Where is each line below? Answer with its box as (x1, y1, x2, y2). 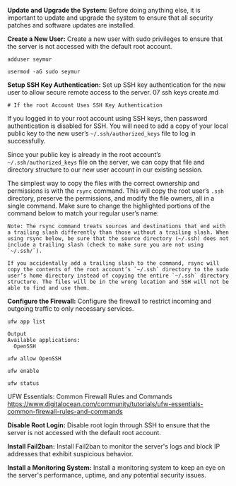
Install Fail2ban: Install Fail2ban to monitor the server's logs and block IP (7, 442, 220, 451)
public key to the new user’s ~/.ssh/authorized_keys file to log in (7, 129, 196, 137)
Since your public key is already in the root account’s (7, 150, 161, 158)
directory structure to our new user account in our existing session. (7, 165, 203, 174)
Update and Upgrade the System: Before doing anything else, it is (7, 6, 201, 14)
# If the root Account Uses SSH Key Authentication (7, 102, 163, 109)
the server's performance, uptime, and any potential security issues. (7, 471, 206, 479)
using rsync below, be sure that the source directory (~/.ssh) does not (7, 235, 230, 242)
